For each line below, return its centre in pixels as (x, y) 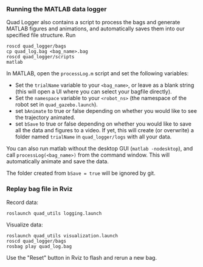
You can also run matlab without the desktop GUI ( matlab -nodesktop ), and (100, 149)
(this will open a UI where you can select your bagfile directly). (93, 92)
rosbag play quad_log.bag (39, 246)
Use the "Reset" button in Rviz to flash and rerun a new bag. (81, 257)
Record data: (22, 202)
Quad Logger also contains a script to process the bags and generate (93, 22)
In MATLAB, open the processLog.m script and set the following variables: (98, 73)
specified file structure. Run (41, 35)
